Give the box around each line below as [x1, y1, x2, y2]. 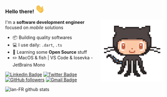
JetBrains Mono [12, 62, 45, 68]
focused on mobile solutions [5, 24, 63, 31]
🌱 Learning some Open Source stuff [12, 49, 87, 55]
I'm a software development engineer [5, 19, 85, 25]
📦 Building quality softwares [12, 34, 72, 41]
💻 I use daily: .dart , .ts [12, 42, 62, 48]
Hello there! [5, 8, 34, 15]
